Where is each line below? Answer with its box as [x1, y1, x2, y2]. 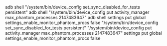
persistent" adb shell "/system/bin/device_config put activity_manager [5, 9, 150, 15]
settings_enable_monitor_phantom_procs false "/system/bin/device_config [5, 20, 159, 25]
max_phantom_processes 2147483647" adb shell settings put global [5, 15, 146, 20]
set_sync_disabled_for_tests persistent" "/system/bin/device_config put [5, 25, 152, 31]
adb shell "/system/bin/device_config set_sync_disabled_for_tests [5, 4, 141, 10]
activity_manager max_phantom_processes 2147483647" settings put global [5, 30, 162, 36]
